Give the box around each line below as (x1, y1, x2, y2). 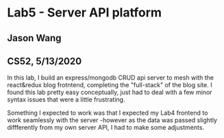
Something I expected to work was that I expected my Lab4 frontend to (7, 108, 208, 117)
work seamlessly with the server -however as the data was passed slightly (7, 116, 218, 124)
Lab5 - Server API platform (7, 5, 162, 21)
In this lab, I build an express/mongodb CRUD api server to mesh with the (7, 73, 214, 82)
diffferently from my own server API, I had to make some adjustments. (7, 124, 204, 132)
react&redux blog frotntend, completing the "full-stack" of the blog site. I (7, 81, 212, 89)
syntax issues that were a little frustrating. (7, 95, 125, 104)
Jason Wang (7, 32, 62, 44)
